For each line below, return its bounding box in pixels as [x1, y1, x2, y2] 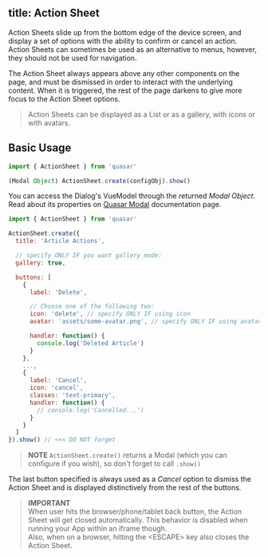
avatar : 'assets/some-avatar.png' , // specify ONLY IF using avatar [29, 317, 262, 326]
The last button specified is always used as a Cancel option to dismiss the [8, 475, 251, 484]
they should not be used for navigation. [8, 53, 137, 62]
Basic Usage [8, 141, 72, 155]
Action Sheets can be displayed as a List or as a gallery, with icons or [27, 109, 256, 119]
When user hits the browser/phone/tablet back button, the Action [27, 507, 242, 516]
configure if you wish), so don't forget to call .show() [27, 459, 202, 468]
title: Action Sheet [8, 6, 100, 20]
